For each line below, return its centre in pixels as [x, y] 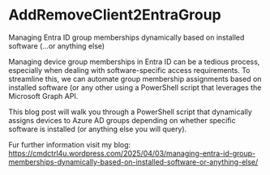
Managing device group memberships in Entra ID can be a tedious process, [134, 62]
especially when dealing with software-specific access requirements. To [129, 70]
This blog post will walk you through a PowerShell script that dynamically [131, 112]
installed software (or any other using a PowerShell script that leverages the [135, 87]
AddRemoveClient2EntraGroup [115, 15]
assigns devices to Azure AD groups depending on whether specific [122, 120]
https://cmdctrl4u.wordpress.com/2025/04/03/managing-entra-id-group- [132, 153]
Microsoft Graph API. [43, 96]
